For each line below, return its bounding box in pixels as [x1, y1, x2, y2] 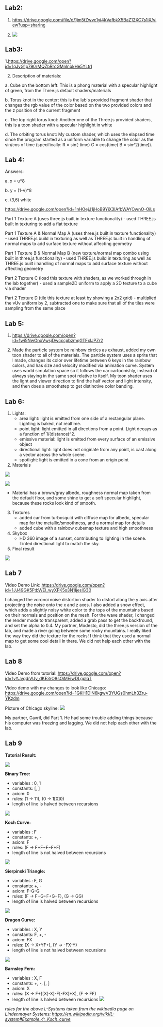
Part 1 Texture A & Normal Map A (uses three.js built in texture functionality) [5, 230, 156, 236]
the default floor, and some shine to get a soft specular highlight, [12, 495, 142, 501]
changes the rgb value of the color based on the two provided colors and [5, 102, 151, 108]
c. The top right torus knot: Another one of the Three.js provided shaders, [5, 116, 152, 122]
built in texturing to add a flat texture [5, 221, 78, 227]
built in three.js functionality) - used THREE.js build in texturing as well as [5, 255, 151, 261]
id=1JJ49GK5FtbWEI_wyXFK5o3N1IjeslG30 [5, 587, 91, 593]
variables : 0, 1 [12, 780, 41, 786]
